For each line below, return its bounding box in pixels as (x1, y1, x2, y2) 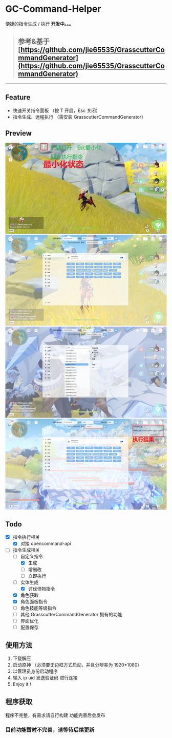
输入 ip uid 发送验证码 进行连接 (12, 674, 78, 680)
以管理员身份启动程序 (12, 668, 58, 674)
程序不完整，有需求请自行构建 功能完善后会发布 (5, 712, 105, 718)
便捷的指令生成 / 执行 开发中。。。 (5, 21, 74, 27)
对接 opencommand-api (20, 540, 71, 547)
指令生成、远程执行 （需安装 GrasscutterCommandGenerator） (12, 113, 146, 120)
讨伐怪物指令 (28, 585, 55, 592)
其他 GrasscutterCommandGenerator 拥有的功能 (20, 611, 122, 617)
